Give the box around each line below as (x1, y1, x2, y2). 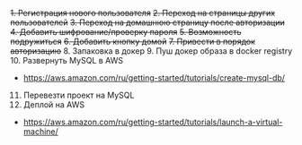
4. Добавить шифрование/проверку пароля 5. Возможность (10, 27, 242, 37)
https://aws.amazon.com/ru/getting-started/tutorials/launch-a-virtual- (22, 116, 283, 127)
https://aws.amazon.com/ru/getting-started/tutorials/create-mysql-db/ (22, 72, 286, 83)
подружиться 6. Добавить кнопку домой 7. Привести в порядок (10, 36, 255, 47)
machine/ (22, 126, 59, 137)
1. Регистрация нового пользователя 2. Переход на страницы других (10, 8, 276, 18)
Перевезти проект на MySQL (22, 90, 135, 100)
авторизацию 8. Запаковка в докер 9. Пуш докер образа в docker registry (10, 46, 293, 56)
